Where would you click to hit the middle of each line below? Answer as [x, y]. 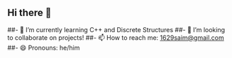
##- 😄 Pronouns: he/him [44, 48]
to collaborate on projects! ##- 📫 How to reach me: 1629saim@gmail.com [116, 37]
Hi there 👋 [29, 13]
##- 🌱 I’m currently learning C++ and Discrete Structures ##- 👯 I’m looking [116, 29]
